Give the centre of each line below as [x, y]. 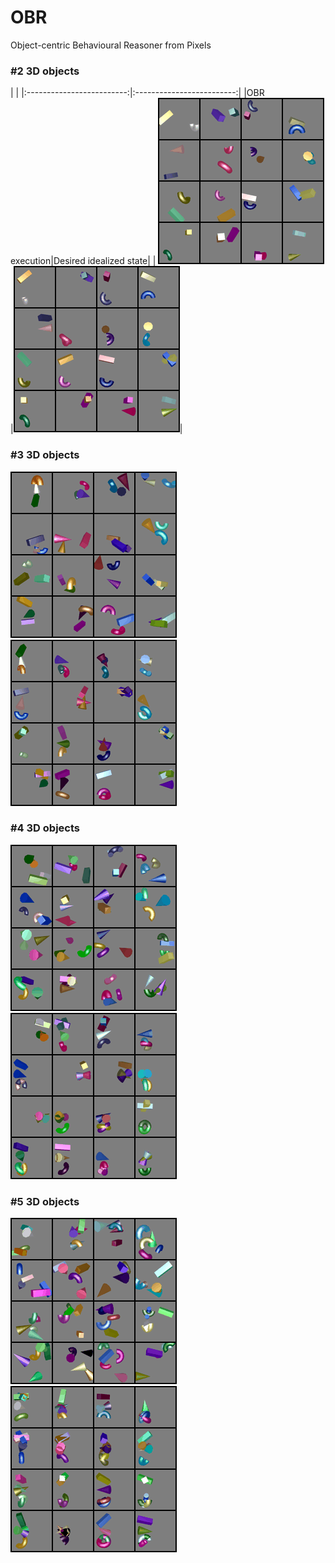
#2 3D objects [45, 71]
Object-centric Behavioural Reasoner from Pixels [111, 45]
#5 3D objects [45, 1201]
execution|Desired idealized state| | [83, 261]
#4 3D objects [45, 828]
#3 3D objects [45, 455]
